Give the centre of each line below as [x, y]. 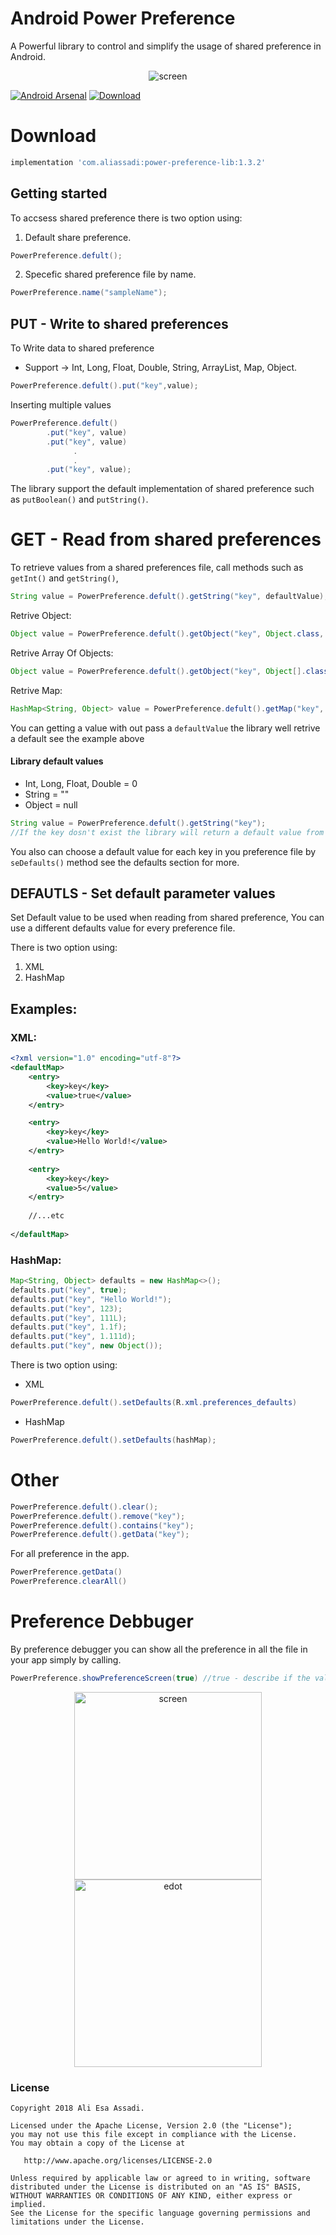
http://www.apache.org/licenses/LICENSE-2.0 [118, 2161]
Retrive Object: [41, 616]
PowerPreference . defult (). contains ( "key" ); [102, 1525]
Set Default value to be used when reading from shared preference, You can [167, 918]
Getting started [59, 193]
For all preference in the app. [70, 1554]
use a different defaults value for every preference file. [123, 928]
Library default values [57, 761]
